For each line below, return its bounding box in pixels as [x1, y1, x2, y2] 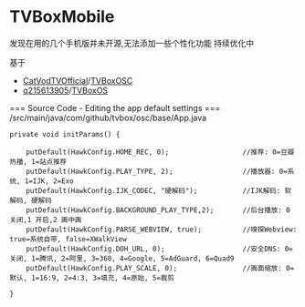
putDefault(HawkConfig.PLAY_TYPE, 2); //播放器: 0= [26, 167, 288, 176]
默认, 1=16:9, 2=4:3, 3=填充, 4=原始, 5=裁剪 [9, 273, 175, 282]
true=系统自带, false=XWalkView [9, 234, 128, 243]
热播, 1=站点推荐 [9, 157, 67, 166]
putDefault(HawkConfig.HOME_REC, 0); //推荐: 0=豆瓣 [26, 148, 295, 157]
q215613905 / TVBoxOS [22, 85, 109, 96]
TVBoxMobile [9, 6, 115, 27]
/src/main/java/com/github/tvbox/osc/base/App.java [9, 112, 207, 123]
